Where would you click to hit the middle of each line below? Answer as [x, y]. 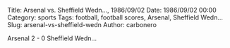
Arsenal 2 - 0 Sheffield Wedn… [52, 38]
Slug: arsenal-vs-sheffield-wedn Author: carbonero [82, 25]
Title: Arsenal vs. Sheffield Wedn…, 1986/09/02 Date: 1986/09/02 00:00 [112, 10]
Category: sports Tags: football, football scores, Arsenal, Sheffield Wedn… [115, 17]
